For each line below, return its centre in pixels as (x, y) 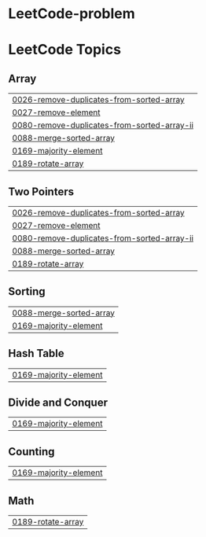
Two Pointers (41, 191)
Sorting (27, 292)
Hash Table (36, 353)
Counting (31, 452)
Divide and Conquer (58, 403)
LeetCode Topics (65, 50)
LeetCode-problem (72, 14)
